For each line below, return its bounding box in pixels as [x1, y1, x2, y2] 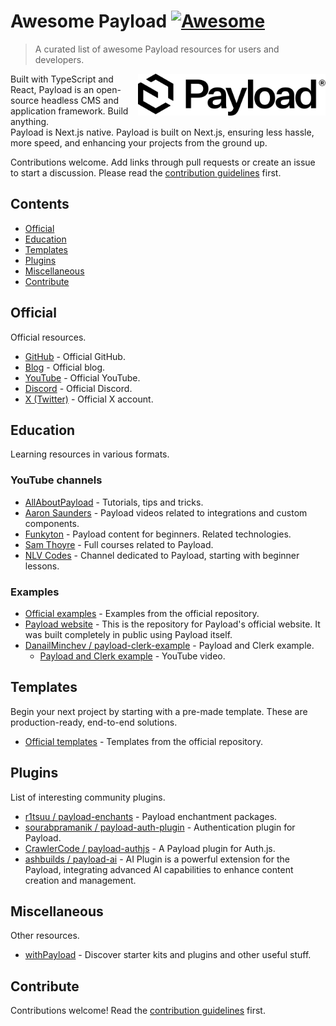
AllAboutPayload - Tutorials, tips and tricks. [24, 496, 204, 508]
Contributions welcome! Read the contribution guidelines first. [10, 1005, 266, 1017]
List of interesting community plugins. [10, 791, 166, 803]
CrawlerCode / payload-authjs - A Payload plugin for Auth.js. [24, 842, 276, 854]
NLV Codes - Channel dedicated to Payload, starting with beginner [24, 549, 300, 561]
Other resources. [10, 930, 80, 942]
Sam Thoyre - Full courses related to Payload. [24, 538, 214, 550]
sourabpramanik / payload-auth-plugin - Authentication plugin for [24, 821, 296, 833]
